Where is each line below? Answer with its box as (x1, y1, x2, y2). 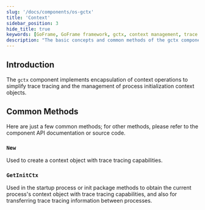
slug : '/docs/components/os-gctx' (6, 9, 95, 15)
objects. (6, 89, 27, 96)
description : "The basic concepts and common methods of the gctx (6, 37, 179, 43)
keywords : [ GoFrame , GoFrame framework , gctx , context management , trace (6, 32, 198, 38)
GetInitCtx (6, 172, 38, 178)
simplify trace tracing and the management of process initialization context (6, 82, 195, 89)
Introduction (6, 60, 55, 70)
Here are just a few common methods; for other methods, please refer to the (6, 122, 198, 130)
